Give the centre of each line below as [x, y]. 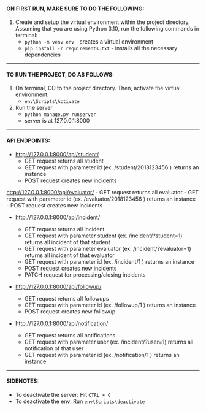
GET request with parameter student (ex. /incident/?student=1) [103, 236]
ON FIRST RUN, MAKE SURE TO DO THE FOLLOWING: [75, 9]
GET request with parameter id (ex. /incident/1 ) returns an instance [109, 261]
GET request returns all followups [67, 298]
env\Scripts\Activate [52, 102]
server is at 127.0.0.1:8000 [57, 121]
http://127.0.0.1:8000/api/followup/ [58, 286]
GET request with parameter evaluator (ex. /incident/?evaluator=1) [108, 248]
